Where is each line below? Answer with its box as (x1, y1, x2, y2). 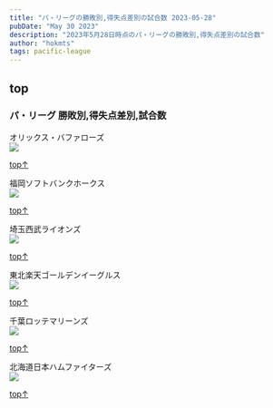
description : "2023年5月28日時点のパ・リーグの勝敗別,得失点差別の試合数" (9, 30, 266, 39)
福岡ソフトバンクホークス (9, 178, 106, 189)
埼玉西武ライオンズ (9, 223, 82, 234)
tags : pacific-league (9, 47, 92, 56)
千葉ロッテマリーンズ (9, 315, 89, 326)
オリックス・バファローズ (9, 131, 104, 142)
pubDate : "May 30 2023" (9, 22, 100, 31)
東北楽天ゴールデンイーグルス (9, 269, 121, 280)
